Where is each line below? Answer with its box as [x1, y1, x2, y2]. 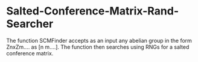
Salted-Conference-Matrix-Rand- [6, 4, 179, 18]
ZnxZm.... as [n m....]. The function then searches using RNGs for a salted [6, 43, 190, 51]
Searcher [6, 17, 54, 31]
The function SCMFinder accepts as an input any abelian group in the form [6, 37, 192, 44]
